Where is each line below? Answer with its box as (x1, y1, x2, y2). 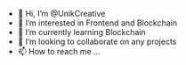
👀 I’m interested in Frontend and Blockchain (17, 18, 178, 28)
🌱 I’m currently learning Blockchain (17, 27, 146, 37)
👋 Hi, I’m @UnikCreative (17, 9, 106, 18)
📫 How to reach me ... (17, 47, 101, 56)
